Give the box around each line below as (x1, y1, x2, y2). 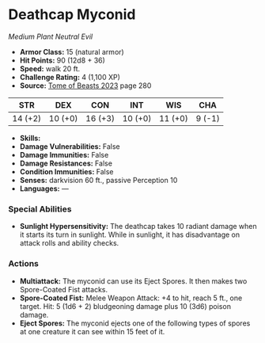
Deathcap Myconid (8, 6, 136, 24)
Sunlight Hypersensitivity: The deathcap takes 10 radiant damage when (19, 222, 257, 231)
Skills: (19, 133, 41, 143)
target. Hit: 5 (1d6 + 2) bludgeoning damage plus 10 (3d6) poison (19, 301, 232, 311)
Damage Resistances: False (19, 158, 113, 168)
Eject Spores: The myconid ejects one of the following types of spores (19, 318, 251, 328)
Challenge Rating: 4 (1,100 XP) (19, 72, 120, 82)
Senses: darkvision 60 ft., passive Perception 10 (19, 175, 178, 185)
